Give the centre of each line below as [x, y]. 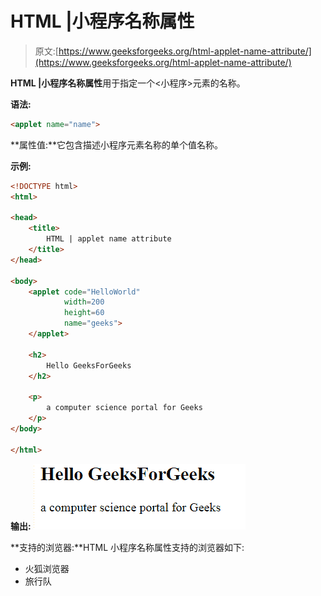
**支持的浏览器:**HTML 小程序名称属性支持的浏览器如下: [127, 547]
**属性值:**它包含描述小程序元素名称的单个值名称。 [117, 144]
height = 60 [84, 313]
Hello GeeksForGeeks [89, 365]
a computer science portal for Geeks [124, 408]
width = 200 [84, 302]
